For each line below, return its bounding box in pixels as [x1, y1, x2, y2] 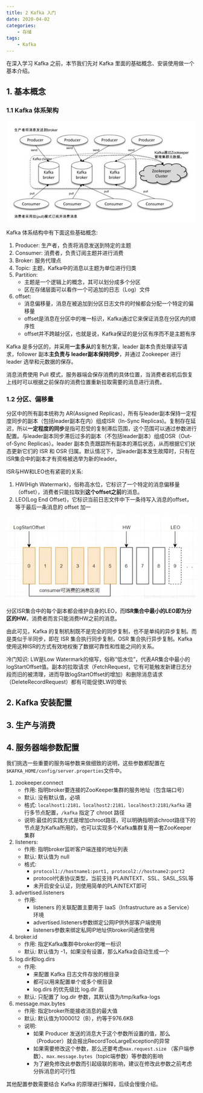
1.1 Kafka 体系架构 [6, 106, 59, 115]
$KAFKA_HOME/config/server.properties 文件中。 [6, 767, 125, 775]
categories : [6, 22, 36, 28]
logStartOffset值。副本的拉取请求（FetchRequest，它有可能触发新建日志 [6, 663, 187, 670]
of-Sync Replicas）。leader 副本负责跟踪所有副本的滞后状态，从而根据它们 [6, 440, 190, 447]
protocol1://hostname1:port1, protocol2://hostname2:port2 [33, 869, 185, 875]
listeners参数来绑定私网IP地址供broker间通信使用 [33, 926, 155, 933]
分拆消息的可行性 [33, 1068, 76, 1075]
